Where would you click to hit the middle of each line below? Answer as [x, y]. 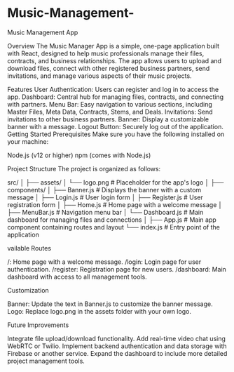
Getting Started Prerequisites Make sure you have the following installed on [116, 134]
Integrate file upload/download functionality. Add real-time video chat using [117, 338]
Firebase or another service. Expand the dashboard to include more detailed [117, 353]
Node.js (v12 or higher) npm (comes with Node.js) [79, 155]
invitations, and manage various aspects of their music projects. [99, 76]
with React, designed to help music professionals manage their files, [106, 53]
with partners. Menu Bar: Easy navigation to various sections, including [110, 104]
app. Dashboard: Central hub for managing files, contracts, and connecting [116, 97]
